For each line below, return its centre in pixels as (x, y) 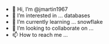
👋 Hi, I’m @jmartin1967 (40, 9)
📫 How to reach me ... (40, 35)
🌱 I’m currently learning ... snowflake (58, 22)
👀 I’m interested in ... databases (51, 15)
